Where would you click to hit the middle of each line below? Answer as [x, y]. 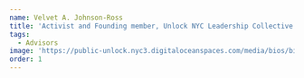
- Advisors [38, 43]
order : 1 [26, 59]
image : [22, 51]
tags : [19, 34]
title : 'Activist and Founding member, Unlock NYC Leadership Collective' [153, 26]
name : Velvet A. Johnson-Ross [66, 17]
